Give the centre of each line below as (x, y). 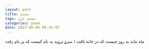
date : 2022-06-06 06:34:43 (32, 28)
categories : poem (22, 23)
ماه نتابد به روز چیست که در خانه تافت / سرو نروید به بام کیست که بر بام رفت (75, 41)
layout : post (18, 9)
